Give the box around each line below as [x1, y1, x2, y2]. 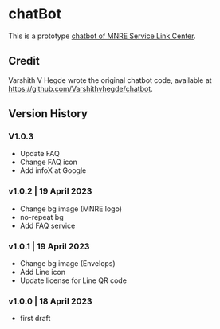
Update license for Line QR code [19, 276, 128, 285]
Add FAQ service [19, 221, 76, 230]
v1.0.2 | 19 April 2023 [8, 186, 92, 197]
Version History [8, 107, 88, 120]
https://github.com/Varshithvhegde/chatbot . [8, 84, 153, 93]
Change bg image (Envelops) [19, 259, 116, 268]
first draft [19, 314, 51, 323]
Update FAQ [19, 149, 60, 159]
